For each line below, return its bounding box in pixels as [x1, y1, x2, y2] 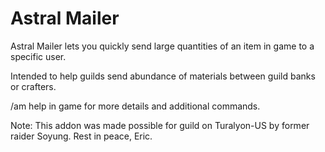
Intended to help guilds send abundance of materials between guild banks [10, 70, 316, 82]
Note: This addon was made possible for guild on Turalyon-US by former [10, 119, 310, 131]
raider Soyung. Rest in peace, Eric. [10, 130, 153, 142]
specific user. [10, 50, 67, 62]
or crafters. [10, 80, 57, 92]
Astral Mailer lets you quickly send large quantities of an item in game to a [10, 40, 315, 52]
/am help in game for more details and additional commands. [10, 100, 261, 112]
